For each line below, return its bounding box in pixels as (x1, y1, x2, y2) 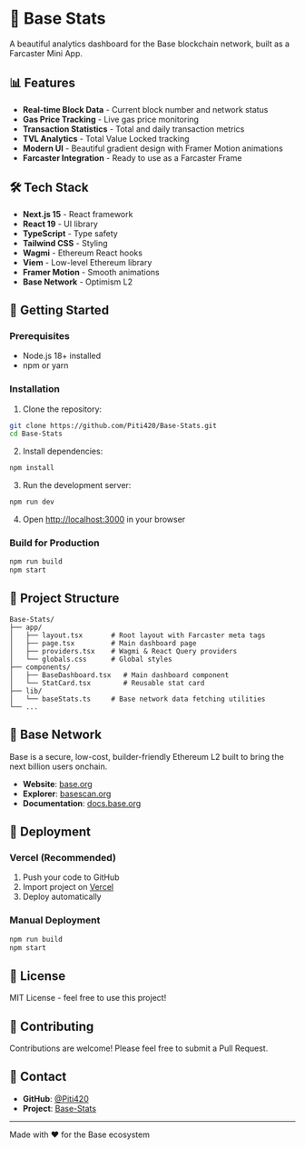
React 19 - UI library (22, 218, 98, 229)
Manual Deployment (9, 914, 101, 926)
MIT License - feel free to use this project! (9, 993, 167, 1004)
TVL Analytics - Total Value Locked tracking (22, 133, 190, 144)
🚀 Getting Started (9, 302, 110, 317)
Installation (9, 383, 61, 395)
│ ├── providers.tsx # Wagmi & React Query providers (9, 646, 238, 655)
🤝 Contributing (9, 1018, 94, 1034)
